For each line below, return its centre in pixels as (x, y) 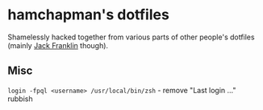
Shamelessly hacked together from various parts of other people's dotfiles (131, 37)
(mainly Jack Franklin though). (58, 45)
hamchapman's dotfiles (89, 15)
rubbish (20, 99)
